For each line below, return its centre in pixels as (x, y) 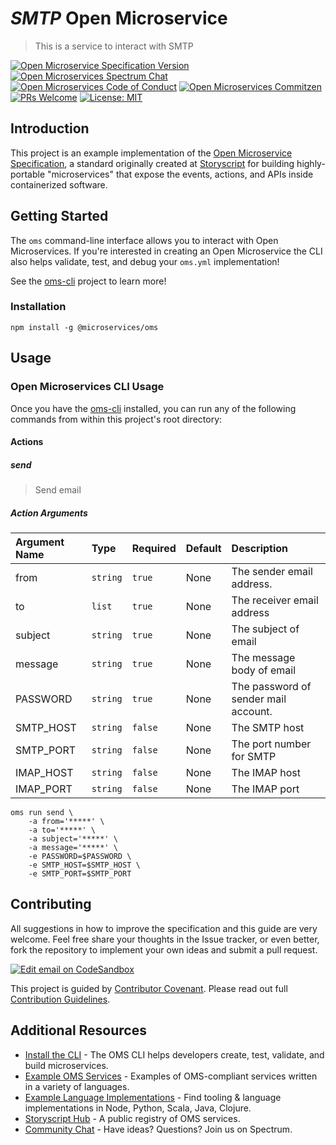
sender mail (259, 699)
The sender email (272, 572)
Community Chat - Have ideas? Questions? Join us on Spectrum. (158, 1129)
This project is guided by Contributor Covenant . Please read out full (149, 988)
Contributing (51, 904)
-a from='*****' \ (66, 822)
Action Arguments (49, 513)
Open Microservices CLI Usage (87, 387)
